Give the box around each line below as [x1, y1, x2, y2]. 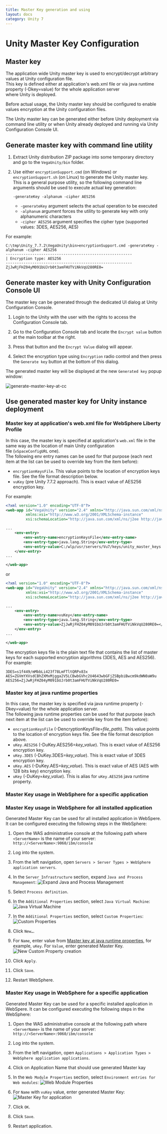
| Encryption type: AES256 [5, 256, 61, 261]
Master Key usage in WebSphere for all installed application [5, 804, 153, 811]
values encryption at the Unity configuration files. [5, 106, 107, 112]
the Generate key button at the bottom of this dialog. [12, 359, 119, 364]
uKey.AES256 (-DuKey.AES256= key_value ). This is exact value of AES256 [12, 741, 161, 748]
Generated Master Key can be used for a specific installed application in [5, 1001, 153, 1007]
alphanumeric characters [20, 213, 71, 219]
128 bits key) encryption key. [12, 768, 72, 774]
